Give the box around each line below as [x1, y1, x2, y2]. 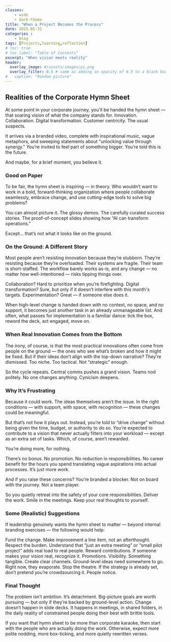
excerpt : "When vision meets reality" [5, 55, 88, 60]
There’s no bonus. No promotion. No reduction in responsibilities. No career [5, 455, 164, 461]
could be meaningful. [5, 409, 50, 415]
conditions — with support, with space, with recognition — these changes [5, 404, 160, 410]
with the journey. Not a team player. [5, 481, 80, 488]
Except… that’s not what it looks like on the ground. [5, 230, 112, 236]
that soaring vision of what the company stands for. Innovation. [5, 112, 138, 118]
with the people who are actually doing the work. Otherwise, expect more [5, 625, 159, 632]
